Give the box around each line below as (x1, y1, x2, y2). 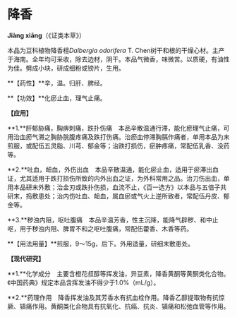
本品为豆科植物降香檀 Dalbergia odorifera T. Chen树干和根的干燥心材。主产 (7, 46, 225, 54)
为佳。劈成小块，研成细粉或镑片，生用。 (7, 64, 125, 72)
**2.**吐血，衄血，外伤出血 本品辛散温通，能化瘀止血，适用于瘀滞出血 (7, 165, 219, 174)
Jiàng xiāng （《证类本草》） (7, 31, 86, 40)
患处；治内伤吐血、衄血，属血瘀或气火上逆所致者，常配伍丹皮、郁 (37, 191, 230, 200)
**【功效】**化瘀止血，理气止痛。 (7, 93, 107, 102)
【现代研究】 (7, 254, 44, 263)
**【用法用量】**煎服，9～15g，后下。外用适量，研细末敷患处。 (7, 239, 195, 248)
